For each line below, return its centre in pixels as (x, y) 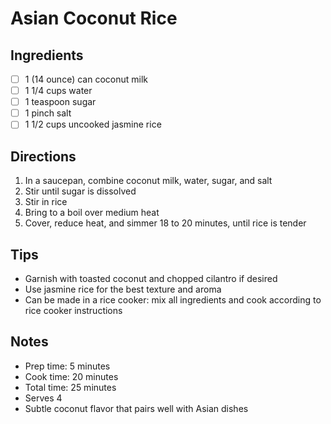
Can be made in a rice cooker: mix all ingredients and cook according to (173, 299)
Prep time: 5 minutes (67, 366)
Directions (43, 156)
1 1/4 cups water (58, 91)
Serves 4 (43, 398)
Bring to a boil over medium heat (92, 213)
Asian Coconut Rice (94, 18)
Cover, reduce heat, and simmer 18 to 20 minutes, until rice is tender (165, 223)
